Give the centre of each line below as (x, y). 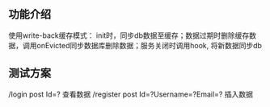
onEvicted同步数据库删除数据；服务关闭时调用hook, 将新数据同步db (149, 45)
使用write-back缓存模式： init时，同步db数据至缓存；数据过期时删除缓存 (129, 35)
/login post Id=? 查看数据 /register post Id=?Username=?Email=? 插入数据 (131, 94)
